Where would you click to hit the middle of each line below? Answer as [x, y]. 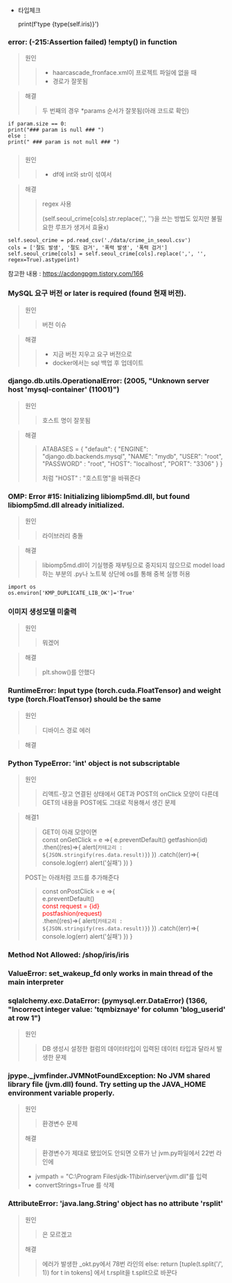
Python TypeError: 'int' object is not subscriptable [94, 763]
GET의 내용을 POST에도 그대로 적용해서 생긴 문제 [109, 802]
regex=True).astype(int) [44, 260]
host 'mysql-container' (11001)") [64, 390]
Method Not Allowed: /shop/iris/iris [69, 954]
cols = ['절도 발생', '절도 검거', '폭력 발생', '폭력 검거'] [88, 248]
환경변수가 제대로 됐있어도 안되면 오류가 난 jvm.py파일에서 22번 [128, 1153]
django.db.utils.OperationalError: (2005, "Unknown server [109, 381]
